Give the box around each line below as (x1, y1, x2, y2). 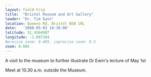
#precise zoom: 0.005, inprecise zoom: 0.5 (5, 39, 96, 44)
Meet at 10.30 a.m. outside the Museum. (5, 67, 87, 73)
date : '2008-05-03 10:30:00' (5, 26, 70, 31)
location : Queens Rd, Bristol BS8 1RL (5, 21, 85, 26)
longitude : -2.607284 (5, 35, 50, 40)
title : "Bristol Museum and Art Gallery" (5, 12, 94, 17)
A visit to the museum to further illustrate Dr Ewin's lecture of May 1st (5, 57, 146, 63)
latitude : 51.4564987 (5, 30, 50, 35)
